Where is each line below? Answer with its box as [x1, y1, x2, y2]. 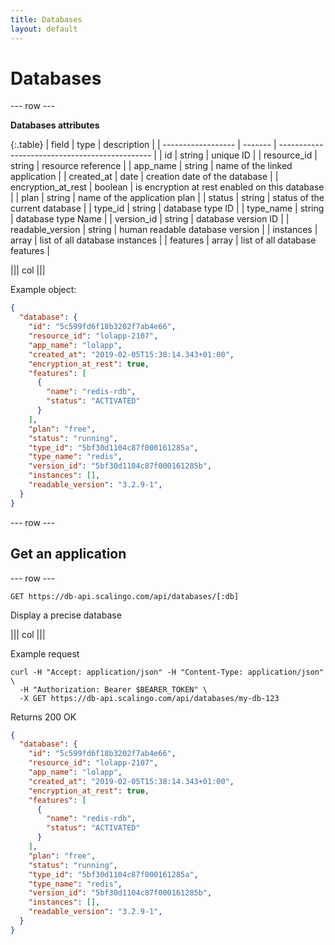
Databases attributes [10, 119, 100, 131]
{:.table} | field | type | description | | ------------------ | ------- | [10, 139, 277, 151]
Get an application [10, 546, 127, 563]
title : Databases [10, 14, 83, 25]
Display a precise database [10, 609, 122, 621]
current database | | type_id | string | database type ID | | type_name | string [10, 202, 325, 215]
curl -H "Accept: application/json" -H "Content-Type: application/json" [10, 667, 325, 677]
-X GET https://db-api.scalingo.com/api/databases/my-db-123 [19, 693, 280, 703]
